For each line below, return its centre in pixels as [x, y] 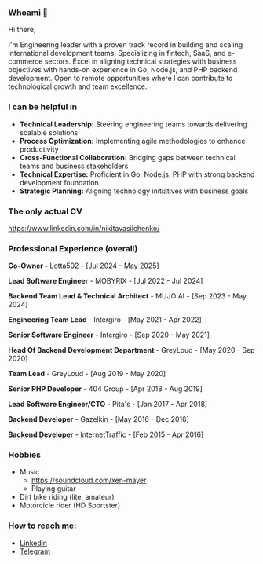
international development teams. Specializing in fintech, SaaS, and [117, 53]
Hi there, [22, 30]
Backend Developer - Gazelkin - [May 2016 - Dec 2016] [99, 419]
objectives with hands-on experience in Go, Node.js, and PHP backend [123, 70]
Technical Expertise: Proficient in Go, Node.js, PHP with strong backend [137, 174]
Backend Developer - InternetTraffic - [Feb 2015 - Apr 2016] [106, 434]
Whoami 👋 [28, 13]
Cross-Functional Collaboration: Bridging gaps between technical [127, 157]
